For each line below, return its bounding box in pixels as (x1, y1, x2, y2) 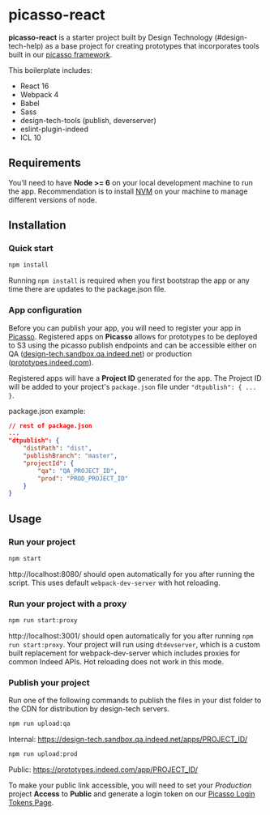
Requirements (8, 156, 81, 170)
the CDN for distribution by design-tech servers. (8, 704, 170, 714)
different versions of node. (8, 194, 97, 204)
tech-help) (8, 41, 44, 50)
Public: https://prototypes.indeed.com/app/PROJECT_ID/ (8, 765, 199, 774)
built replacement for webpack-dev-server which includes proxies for (8, 648, 241, 658)
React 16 (19, 81, 49, 91)
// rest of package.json (8, 421, 92, 430)
